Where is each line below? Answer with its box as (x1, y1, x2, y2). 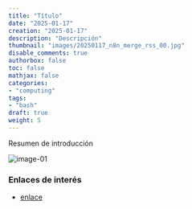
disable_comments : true (8, 49, 88, 57)
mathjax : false (8, 72, 59, 80)
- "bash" (8, 101, 38, 109)
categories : (8, 79, 48, 87)
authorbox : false (8, 57, 67, 65)
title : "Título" (8, 11, 63, 20)
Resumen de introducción (8, 138, 94, 148)
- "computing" (8, 86, 56, 95)
